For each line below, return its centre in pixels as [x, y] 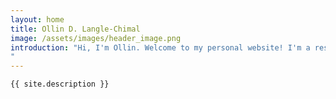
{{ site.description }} [60, 84]
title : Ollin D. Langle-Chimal [75, 29]
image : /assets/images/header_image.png [96, 38]
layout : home [37, 19]
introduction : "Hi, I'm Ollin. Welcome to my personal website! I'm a [160, 47]
